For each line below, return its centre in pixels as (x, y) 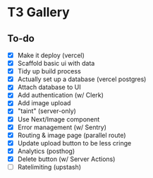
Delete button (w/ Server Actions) (66, 159)
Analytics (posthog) (46, 151)
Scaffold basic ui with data (56, 64)
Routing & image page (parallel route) (72, 135)
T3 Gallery (39, 12)
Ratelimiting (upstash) (49, 167)
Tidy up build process (49, 71)
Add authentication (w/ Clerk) (61, 95)
